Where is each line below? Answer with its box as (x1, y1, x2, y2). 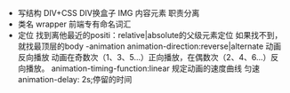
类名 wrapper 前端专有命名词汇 (17, 19, 132, 29)
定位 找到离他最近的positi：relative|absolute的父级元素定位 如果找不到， (17, 30, 283, 40)
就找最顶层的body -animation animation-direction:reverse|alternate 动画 (17, 41, 282, 51)
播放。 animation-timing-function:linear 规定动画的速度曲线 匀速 (25, 63, 261, 74)
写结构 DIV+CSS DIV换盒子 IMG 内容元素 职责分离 (17, 8, 200, 18)
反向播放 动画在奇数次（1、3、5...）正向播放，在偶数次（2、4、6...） (17, 52, 271, 62)
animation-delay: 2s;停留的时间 (17, 74, 133, 84)
